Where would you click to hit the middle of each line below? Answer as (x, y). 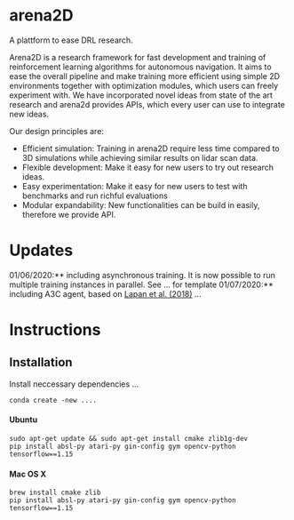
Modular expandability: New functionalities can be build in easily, (141, 204)
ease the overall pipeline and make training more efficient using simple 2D (145, 76)
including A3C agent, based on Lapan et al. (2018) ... (105, 293)
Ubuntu (24, 420)
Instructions (55, 330)
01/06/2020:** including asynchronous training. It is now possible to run (142, 275)
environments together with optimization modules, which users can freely (144, 85)
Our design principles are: (57, 131)
